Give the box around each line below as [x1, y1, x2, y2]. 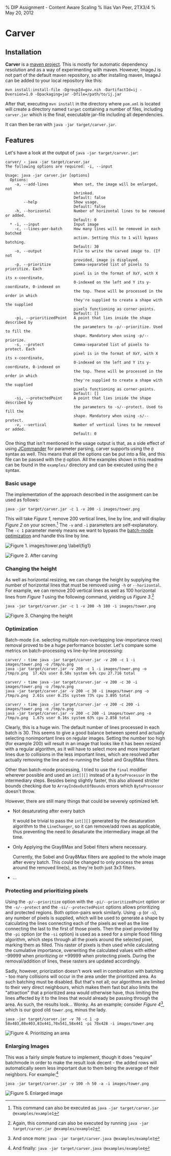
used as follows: [5, 497, 40, 503]
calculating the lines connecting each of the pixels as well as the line [5, 920, 149, 926]
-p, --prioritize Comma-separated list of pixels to [14, 262, 149, 267]
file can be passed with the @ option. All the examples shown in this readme [5, 456, 163, 462]
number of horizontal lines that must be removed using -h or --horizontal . [5, 582, 162, 588]
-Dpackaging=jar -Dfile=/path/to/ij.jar [35, 92, 122, 97]
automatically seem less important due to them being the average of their [5, 1065, 159, 1071]
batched [5, 231, 22, 236]
